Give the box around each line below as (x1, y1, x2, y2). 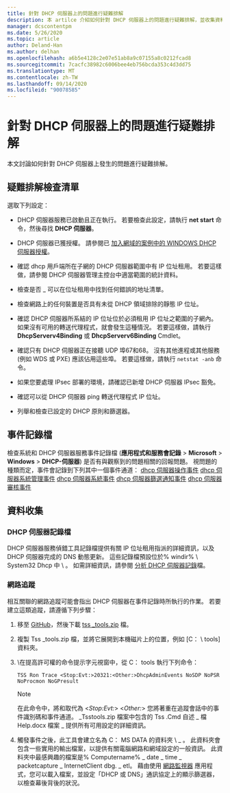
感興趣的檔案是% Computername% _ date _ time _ (40, 752, 182, 761)
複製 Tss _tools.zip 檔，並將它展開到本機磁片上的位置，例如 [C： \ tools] (16, 634, 220, 643)
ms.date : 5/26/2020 (7, 29, 63, 36)
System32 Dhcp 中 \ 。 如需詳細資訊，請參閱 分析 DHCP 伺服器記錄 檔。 (7, 561, 209, 570)
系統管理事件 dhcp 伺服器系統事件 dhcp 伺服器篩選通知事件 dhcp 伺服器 (18, 474, 222, 483)
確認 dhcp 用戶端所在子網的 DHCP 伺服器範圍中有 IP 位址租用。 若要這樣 (16, 262, 222, 270)
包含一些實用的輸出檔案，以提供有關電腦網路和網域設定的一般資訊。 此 (16, 744, 217, 752)
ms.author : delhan (7, 49, 60, 56)
